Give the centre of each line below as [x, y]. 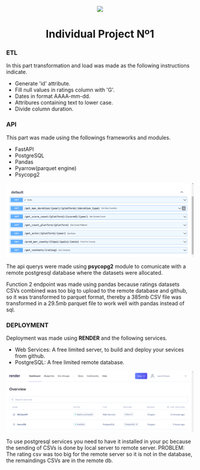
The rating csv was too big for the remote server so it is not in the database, [99, 454]
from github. [30, 356]
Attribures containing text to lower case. [64, 103]
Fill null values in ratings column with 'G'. [65, 90]
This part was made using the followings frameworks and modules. [88, 137]
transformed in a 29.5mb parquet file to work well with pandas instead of [95, 303]
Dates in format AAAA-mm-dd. [52, 96]
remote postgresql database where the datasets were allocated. [85, 273]
